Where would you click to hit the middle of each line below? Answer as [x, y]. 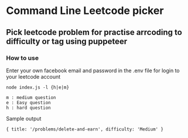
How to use [23, 58]
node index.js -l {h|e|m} [37, 87]
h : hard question [28, 108]
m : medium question [31, 97]
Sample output [24, 118]
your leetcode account [33, 76]
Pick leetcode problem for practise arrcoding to [94, 32]
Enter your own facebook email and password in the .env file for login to [93, 70]
